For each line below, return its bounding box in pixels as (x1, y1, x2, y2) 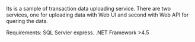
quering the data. (6, 18, 49, 24)
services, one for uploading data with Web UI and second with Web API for (6, 11, 189, 18)
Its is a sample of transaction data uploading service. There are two (6, 5, 171, 12)
